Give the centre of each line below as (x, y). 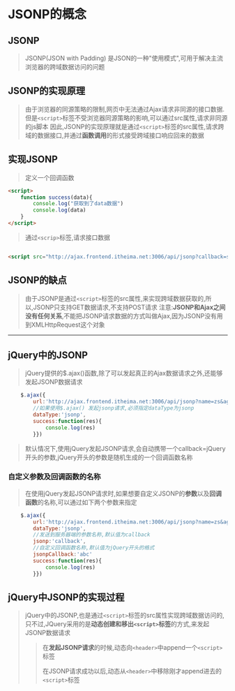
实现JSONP (33, 159)
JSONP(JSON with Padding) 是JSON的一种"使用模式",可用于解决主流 (124, 58)
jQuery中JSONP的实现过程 (66, 597)
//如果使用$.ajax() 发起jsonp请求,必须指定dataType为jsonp (114, 408)
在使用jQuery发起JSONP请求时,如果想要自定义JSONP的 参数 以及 (117, 493)
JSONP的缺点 (37, 280)
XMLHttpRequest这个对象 (68, 325)
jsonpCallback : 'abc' (63, 555)
